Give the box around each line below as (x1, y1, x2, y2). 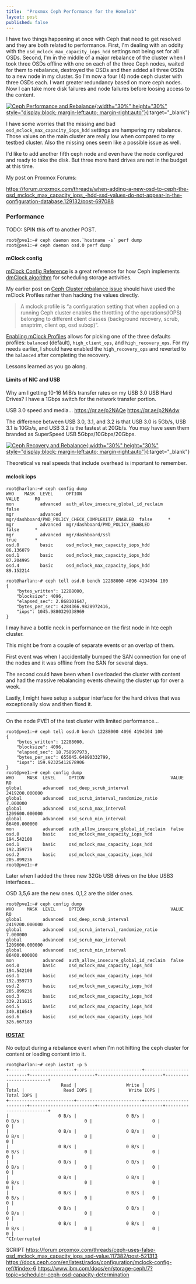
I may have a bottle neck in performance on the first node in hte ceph (6, 624, 173, 631)
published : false (6, 19, 48, 25)
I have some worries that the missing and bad (6, 121, 116, 128)
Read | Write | (61, 1083, 145, 1088)
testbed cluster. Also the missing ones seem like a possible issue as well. (6, 139, 181, 146)
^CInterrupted (6, 1236, 41, 1242)
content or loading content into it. (6, 1050, 86, 1057)
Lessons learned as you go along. (6, 362, 87, 369)
